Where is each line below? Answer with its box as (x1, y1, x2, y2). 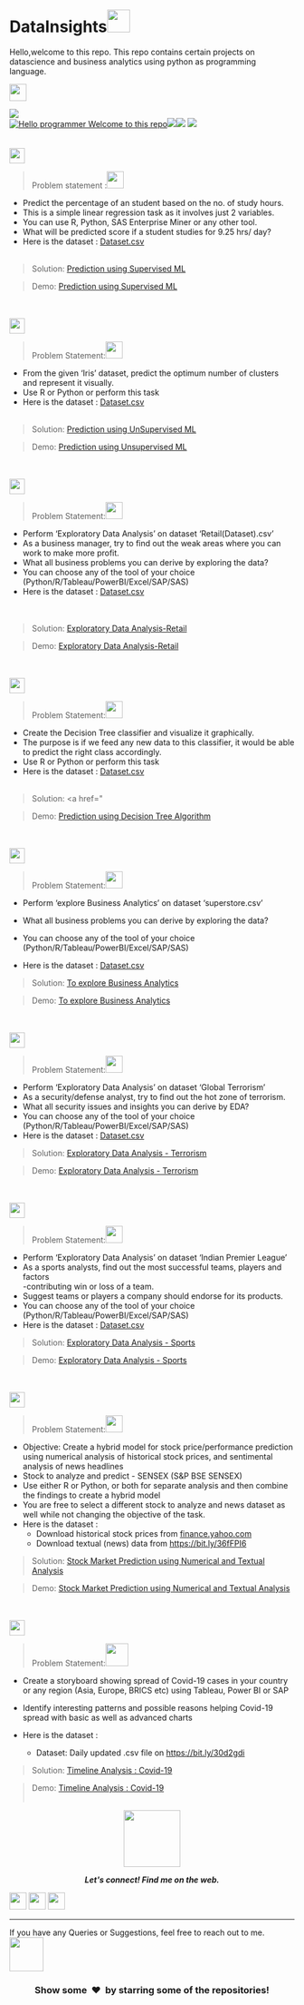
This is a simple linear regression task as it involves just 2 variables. (22, 207, 275, 218)
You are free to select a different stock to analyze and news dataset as (22, 1499, 286, 1510)
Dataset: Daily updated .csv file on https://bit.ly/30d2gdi (35, 1747, 245, 1758)
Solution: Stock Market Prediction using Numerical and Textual (31, 1555, 265, 1566)
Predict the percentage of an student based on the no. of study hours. (22, 197, 284, 208)
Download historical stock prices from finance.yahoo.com (35, 1528, 252, 1538)
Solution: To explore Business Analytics (31, 977, 179, 988)
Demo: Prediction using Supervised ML (31, 280, 178, 291)
